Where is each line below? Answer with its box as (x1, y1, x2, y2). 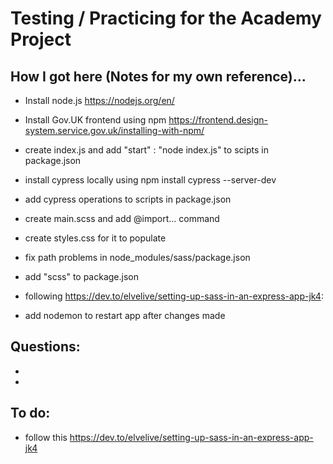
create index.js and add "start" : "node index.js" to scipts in (24, 144, 269, 156)
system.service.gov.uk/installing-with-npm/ (24, 125, 205, 136)
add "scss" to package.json (24, 271, 140, 282)
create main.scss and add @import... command (24, 213, 220, 224)
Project (10, 28, 72, 51)
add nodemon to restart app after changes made (24, 310, 226, 321)
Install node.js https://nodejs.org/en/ (24, 95, 175, 106)
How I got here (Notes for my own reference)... (10, 68, 307, 85)
